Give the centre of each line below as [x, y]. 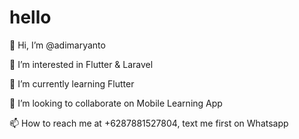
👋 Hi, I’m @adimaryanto [57, 45]
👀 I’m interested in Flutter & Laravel [81, 64]
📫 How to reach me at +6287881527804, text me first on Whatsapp [149, 123]
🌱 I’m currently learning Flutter [72, 83]
